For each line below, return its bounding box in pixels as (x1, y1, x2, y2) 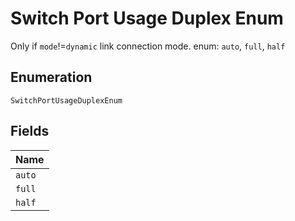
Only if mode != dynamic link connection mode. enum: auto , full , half (10, 40, 286, 52)
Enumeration (10, 69, 93, 86)
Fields (10, 123, 50, 140)
